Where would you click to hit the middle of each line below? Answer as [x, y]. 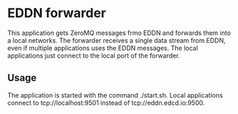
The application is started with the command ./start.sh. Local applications [115, 95]
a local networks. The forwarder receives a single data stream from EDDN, [117, 40]
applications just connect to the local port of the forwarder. [94, 56]
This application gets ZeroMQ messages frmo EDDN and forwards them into [119, 33]
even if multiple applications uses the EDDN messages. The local [103, 48]
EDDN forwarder [57, 13]
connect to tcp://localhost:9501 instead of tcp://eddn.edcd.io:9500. [106, 103]
